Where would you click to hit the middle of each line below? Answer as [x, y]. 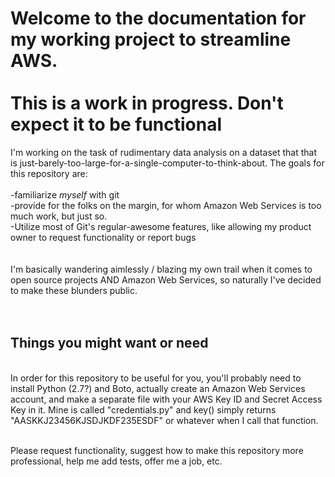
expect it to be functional [116, 124]
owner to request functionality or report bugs [103, 237]
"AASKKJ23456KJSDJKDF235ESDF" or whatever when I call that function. [164, 420]
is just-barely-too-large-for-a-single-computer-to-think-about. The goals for [167, 163]
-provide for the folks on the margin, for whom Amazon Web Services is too [166, 205]
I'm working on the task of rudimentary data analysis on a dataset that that [163, 152]
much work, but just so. [59, 216]
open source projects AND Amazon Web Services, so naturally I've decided [166, 279]
